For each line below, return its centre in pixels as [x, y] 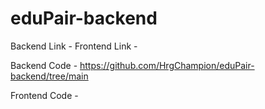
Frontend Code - [44, 95]
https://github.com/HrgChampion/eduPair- [167, 65]
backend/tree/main [49, 76]
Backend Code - [44, 65]
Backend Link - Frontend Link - [74, 46]
